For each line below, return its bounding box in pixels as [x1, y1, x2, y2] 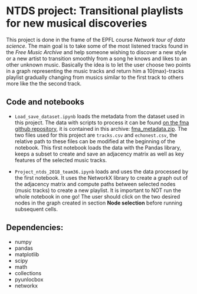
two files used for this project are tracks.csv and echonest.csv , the [14, 131, 178, 138]
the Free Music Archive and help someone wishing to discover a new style [6, 48, 187, 55]
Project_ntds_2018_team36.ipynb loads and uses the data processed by [14, 168, 189, 175]
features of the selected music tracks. [14, 156, 107, 163]
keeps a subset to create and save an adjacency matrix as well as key [14, 150, 184, 157]
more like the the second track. [6, 80, 82, 87]
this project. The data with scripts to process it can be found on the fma [14, 119, 189, 126]
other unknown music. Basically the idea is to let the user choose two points [6, 61, 191, 68]
